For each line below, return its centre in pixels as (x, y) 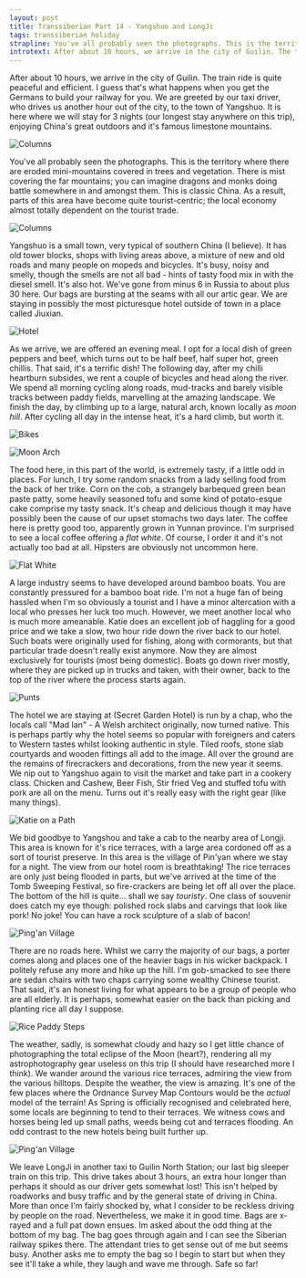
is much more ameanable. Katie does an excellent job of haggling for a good (153, 622)
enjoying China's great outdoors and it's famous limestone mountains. (141, 126)
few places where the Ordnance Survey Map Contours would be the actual (150, 1093)
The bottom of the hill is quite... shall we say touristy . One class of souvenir (150, 896)
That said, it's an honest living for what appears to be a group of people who (153, 990)
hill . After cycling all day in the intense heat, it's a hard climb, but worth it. (147, 417)
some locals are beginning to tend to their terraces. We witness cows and (147, 1112)
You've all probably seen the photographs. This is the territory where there (149, 162)
